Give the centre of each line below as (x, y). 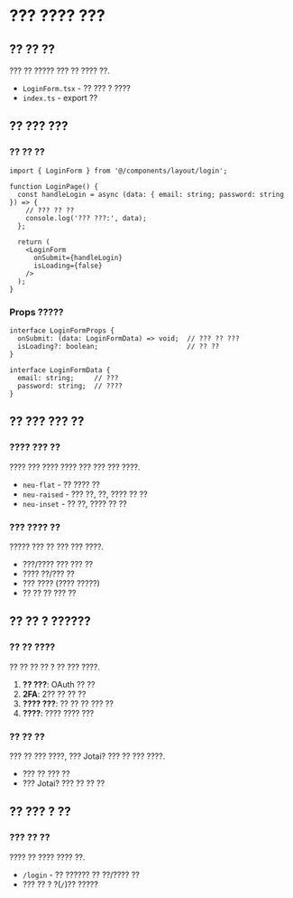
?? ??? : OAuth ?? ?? (59, 684)
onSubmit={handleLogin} (78, 257)
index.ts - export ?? (60, 98)
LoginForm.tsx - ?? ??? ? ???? (76, 88)
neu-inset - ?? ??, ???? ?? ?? (75, 503)
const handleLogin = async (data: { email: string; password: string (151, 194)
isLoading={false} (68, 266)
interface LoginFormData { (60, 370)
